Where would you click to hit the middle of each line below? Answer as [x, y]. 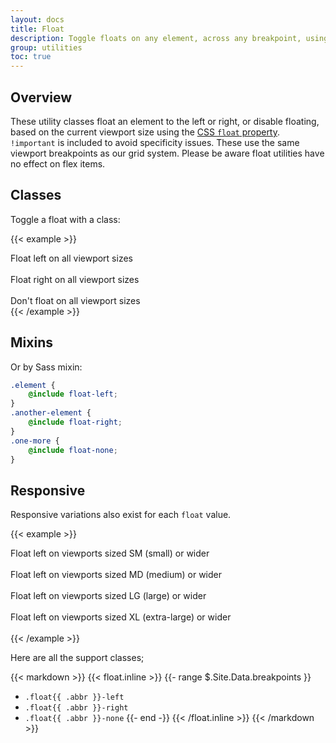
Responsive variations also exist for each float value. [121, 515]
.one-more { [35, 441]
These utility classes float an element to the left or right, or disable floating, [165, 121]
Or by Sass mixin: [46, 367]
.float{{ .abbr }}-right [76, 708]
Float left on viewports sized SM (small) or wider [110, 553]
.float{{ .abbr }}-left [74, 697]
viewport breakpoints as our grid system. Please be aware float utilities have [167, 153]
